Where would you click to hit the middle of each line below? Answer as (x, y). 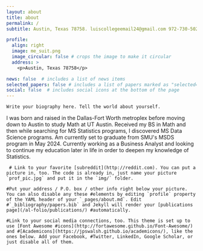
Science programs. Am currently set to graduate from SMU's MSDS (90, 138)
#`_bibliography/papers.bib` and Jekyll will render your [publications (100, 205)
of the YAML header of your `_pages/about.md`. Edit (74, 200)
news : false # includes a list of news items (66, 79)
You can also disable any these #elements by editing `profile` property (101, 195)
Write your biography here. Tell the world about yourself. (84, 107)
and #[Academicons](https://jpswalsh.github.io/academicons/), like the (100, 232)
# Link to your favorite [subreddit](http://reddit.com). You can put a (102, 168)
